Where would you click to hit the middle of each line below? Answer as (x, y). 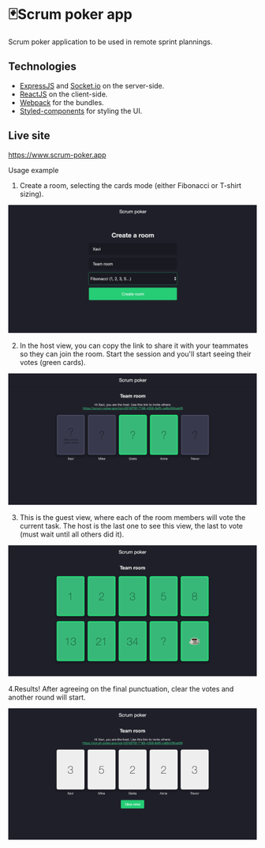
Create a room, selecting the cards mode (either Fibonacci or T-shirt (131, 185)
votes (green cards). (52, 363)
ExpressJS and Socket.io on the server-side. (92, 85)
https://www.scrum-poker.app (57, 155)
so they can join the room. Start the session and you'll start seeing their (135, 354)
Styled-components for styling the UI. (81, 111)
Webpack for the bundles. (62, 102)
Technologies (43, 67)
